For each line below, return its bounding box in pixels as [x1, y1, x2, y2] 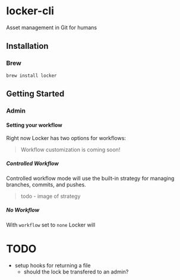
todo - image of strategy [20, 192, 81, 200]
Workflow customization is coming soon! [20, 146, 121, 153]
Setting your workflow [6, 121, 62, 129]
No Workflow [6, 206, 40, 213]
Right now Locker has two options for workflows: [6, 135, 127, 142]
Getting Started [6, 89, 65, 99]
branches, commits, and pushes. [6, 181, 86, 188]
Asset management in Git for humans [6, 24, 97, 31]
